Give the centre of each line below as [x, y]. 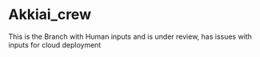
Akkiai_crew [50, 15]
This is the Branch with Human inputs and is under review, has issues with [130, 36]
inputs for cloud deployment [55, 44]
